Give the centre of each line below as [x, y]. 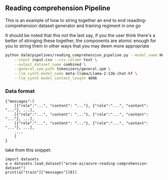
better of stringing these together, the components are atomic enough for [81, 40]
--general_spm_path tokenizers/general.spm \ [62, 69]
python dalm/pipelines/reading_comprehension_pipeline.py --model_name [81, 55]
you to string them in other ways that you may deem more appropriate [77, 46]
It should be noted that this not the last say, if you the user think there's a [80, 35]
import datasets [22, 159]
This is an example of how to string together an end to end [65, 20]
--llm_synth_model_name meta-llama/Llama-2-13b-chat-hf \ [76, 74]
